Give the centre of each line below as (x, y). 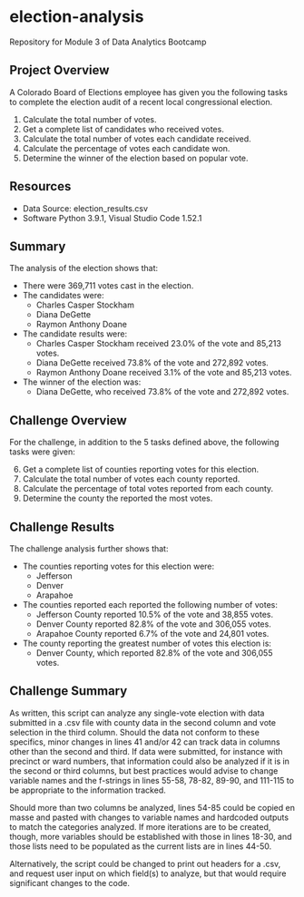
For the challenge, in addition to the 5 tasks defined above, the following (144, 443)
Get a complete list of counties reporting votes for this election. (141, 470)
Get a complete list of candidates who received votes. (123, 129)
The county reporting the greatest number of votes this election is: (147, 643)
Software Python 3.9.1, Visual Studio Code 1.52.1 (112, 218)
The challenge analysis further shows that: (89, 549)
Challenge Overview (68, 420)
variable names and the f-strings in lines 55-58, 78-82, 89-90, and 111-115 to (152, 780)
